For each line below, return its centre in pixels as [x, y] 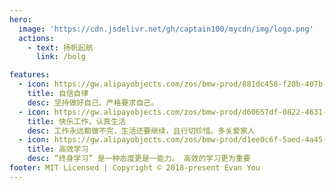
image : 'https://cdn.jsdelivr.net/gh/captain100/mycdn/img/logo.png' [166, 29]
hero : [20, 19]
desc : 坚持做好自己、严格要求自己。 [93, 102]
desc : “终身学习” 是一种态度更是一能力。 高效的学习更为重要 [139, 159]
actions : [36, 38]
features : [30, 75]
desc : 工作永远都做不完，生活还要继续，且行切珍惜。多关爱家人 [141, 131]
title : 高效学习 [58, 149]
